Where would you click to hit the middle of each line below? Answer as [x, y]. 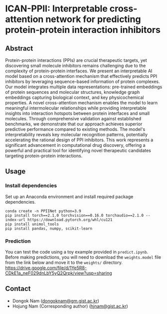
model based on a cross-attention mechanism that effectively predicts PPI [81, 76]
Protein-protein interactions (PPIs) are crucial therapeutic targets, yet [76, 60]
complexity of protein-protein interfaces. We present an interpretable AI [79, 71]
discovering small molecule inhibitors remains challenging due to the [76, 66]
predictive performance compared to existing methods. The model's [75, 129]
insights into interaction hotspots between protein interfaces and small [78, 113]
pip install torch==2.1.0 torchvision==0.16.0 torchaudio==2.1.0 [74, 215]
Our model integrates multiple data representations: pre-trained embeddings [84, 87]
